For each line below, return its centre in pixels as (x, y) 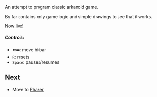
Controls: (15, 37)
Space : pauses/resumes (36, 62)
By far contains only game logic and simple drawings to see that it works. (78, 16)
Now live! (14, 26)
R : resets (21, 57)
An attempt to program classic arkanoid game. (52, 7)
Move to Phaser (28, 89)
